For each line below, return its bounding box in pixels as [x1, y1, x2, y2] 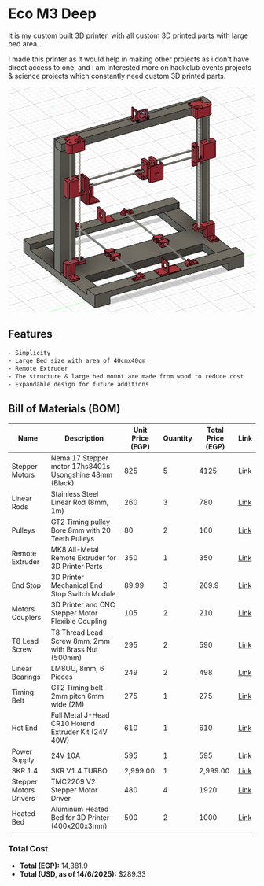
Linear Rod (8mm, [50, 497, 109, 508]
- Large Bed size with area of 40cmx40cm [8, 357, 146, 365]
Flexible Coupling [50, 617, 108, 626]
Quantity [163, 434, 192, 443]
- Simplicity [8, 349, 51, 357]
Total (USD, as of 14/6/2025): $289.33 [19, 869, 147, 879]
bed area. [8, 39, 39, 48]
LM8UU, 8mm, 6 [50, 663, 104, 673]
